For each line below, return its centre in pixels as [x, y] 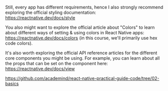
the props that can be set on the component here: [57, 63]
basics [12, 84]
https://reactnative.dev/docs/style [40, 18]
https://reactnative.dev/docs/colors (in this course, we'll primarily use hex [81, 38]
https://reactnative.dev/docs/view [40, 69]
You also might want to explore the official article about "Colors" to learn [80, 27]
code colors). [19, 43]
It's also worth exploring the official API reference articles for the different [81, 53]
